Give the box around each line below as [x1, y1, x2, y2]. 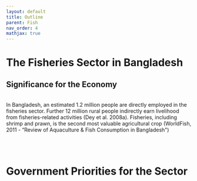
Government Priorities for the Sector [6, 164, 188, 178]
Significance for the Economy [6, 79, 118, 89]
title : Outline [6, 14, 44, 20]
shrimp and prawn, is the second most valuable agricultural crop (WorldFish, [6, 120, 192, 127]
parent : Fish [6, 19, 38, 25]
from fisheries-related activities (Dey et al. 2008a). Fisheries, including [6, 114, 178, 121]
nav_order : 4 [6, 25, 38, 31]
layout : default [6, 8, 46, 15]
